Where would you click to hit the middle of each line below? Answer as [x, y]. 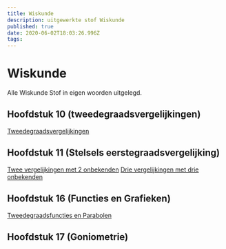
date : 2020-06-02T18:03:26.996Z [53, 33]
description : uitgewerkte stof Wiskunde [66, 20]
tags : [15, 39]
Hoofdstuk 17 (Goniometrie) [68, 237]
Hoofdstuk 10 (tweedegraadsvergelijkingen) [104, 114]
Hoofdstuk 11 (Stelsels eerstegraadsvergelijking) [114, 153]
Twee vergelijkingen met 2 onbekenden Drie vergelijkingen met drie [103, 169]
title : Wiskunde [30, 13]
